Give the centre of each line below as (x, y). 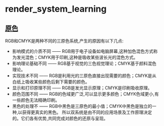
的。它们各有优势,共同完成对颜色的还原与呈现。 (60, 118)
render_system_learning (56, 9)
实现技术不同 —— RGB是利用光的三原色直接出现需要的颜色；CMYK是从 (84, 76)
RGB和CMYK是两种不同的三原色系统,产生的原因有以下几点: (64, 41)
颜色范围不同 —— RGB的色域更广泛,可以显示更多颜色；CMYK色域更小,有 (85, 94)
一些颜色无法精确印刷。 (36, 100)
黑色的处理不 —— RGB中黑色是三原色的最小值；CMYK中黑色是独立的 (82, 106)
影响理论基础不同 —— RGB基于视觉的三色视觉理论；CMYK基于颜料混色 (84, 63)
